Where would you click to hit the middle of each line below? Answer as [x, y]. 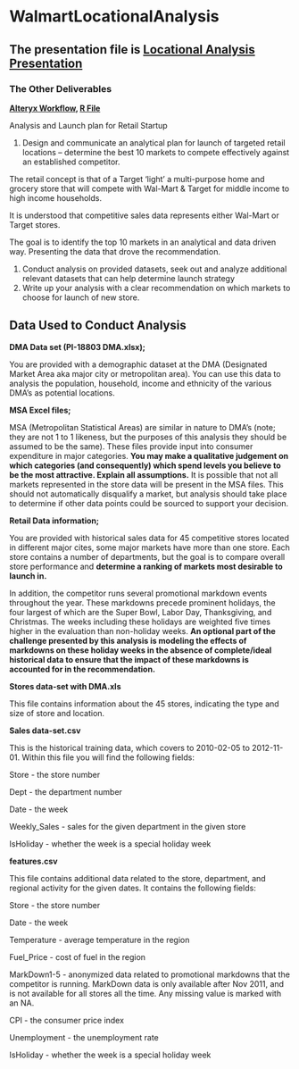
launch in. [28, 576]
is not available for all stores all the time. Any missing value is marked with [145, 993]
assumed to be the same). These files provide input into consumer [131, 446]
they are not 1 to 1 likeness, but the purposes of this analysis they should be [148, 437]
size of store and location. [57, 713]
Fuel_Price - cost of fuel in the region [77, 956]
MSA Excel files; [40, 410]
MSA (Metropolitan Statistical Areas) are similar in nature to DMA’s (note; [142, 427]
